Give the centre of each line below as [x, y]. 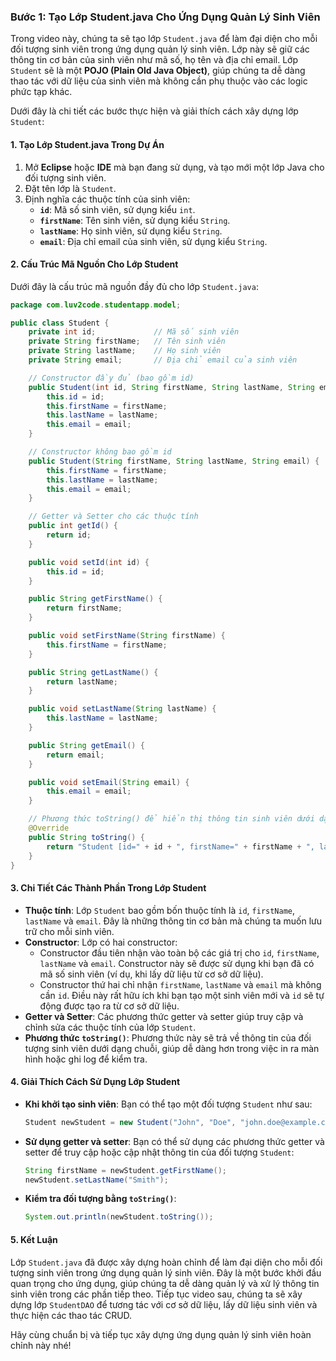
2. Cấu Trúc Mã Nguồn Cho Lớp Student [94, 264]
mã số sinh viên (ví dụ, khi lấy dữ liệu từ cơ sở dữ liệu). [151, 974]
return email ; [75, 755]
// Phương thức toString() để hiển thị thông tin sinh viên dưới [171, 819]
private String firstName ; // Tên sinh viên [127, 341]
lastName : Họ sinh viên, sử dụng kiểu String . [131, 231]
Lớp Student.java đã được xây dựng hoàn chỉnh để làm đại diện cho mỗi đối [166, 1262]
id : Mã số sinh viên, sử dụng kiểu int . [117, 209]
